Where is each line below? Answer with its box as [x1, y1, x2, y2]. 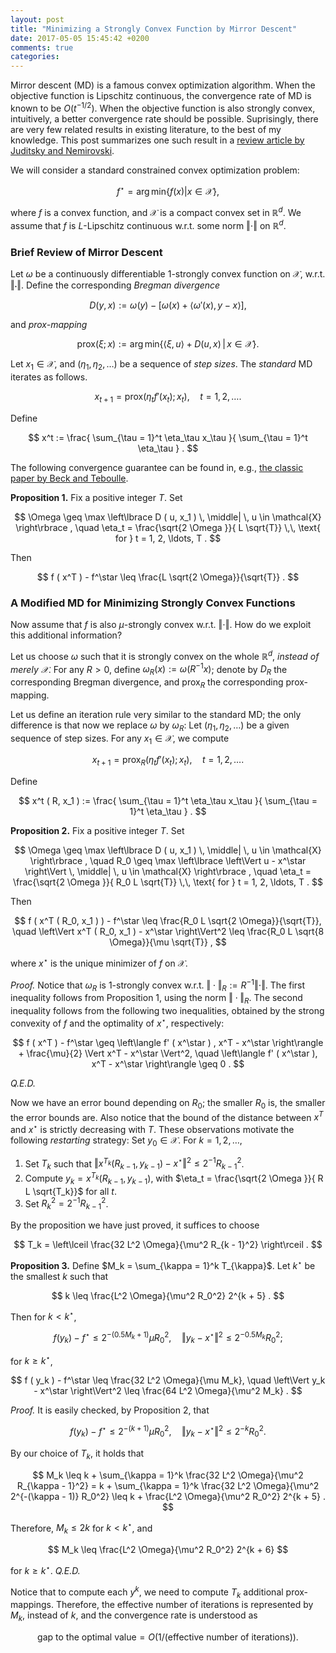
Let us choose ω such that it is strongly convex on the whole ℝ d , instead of [10, 648, 320, 662]
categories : [10, 52, 60, 62]
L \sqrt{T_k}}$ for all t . [24, 1185, 117, 1197]
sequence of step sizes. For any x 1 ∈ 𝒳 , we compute [10, 732, 230, 746]
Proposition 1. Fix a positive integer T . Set [10, 491, 183, 503]
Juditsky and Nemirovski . [10, 144, 115, 156]
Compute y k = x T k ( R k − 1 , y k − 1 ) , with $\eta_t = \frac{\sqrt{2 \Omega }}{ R [24, 1171, 324, 1186]
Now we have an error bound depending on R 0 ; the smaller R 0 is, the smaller [10, 1096, 326, 1111]
